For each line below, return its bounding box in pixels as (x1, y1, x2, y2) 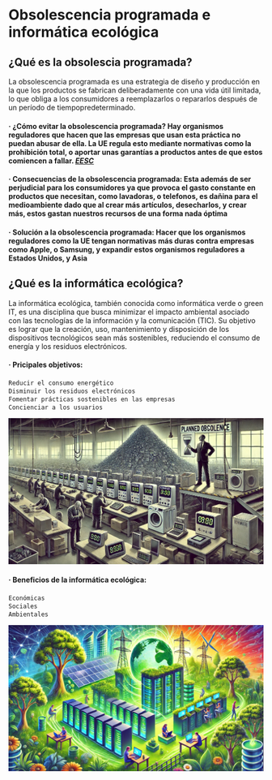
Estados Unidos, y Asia (8, 253, 87, 263)
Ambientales (8, 610, 49, 618)
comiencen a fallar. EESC (8, 156, 95, 166)
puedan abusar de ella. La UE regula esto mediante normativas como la (8, 138, 252, 148)
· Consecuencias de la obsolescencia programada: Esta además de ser (8, 175, 252, 184)
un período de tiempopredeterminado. (8, 103, 136, 112)
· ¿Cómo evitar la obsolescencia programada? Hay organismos (8, 121, 224, 131)
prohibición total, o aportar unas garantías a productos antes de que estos (8, 147, 263, 157)
